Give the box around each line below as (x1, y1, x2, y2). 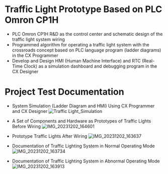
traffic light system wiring (12, 36, 65, 42)
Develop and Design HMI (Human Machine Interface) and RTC (12, 57, 141, 64)
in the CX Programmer (12, 52, 59, 59)
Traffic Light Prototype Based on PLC (5, 4, 162, 15)
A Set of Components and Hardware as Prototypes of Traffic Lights (12, 118, 151, 124)
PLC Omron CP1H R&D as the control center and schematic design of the (12, 31, 163, 37)
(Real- (142, 57, 155, 64)
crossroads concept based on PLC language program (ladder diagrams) (12, 47, 161, 53)
